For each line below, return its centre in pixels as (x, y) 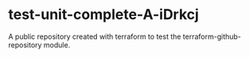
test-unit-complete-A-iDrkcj (103, 15)
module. (57, 44)
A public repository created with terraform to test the (95, 36)
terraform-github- (212, 36)
